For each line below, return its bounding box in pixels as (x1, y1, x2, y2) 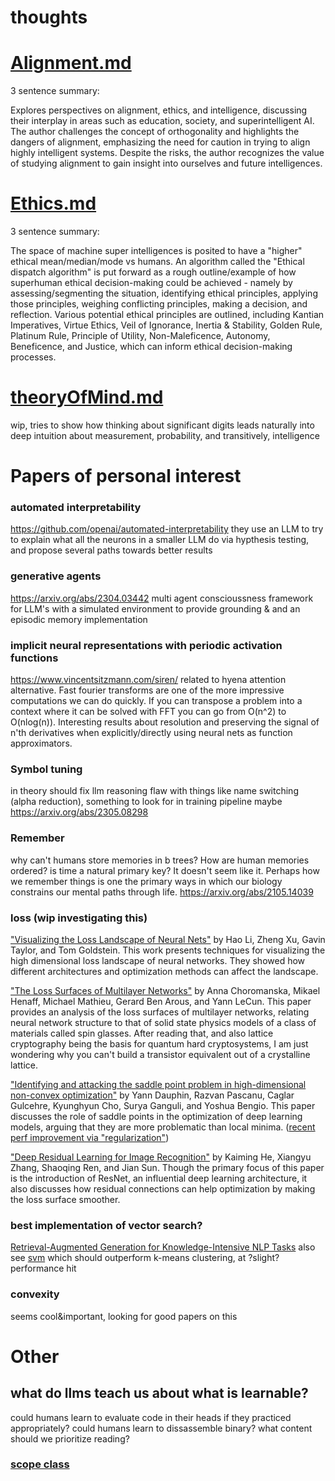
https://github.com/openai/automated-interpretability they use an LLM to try (10, 523, 324, 535)
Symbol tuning (10, 762, 83, 776)
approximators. (10, 737, 73, 750)
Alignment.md (10, 52, 132, 75)
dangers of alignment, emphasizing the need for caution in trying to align (10, 136, 311, 148)
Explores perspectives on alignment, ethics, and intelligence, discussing (10, 104, 308, 116)
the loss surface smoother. (10, 1193, 121, 1205)
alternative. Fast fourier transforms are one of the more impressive (10, 684, 285, 696)
